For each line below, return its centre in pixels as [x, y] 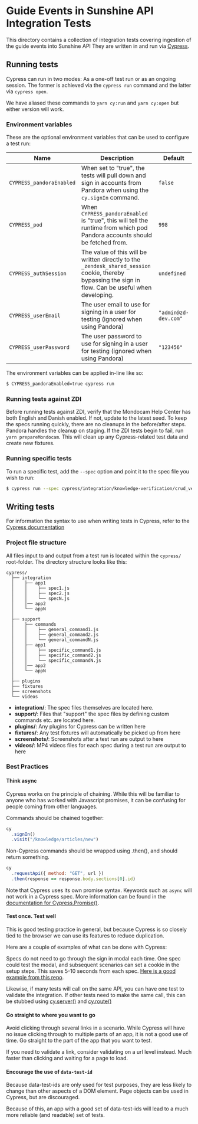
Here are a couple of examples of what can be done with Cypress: [86, 947]
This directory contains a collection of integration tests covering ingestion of [99, 40]
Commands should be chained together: [55, 818]
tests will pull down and [114, 175]
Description [117, 158]
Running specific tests [39, 459]
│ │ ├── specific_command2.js [56, 655]
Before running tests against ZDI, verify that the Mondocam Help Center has [98, 412]
